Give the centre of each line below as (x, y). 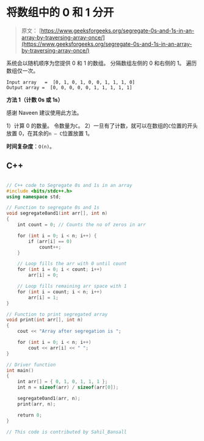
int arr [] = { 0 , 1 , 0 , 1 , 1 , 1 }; (63, 382)
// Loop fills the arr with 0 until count (72, 264)
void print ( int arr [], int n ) (45, 320)
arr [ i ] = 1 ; (44, 297)
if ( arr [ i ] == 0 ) (50, 241)
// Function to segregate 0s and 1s (53, 208)
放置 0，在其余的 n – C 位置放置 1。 (50, 133)
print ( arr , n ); (37, 404)
